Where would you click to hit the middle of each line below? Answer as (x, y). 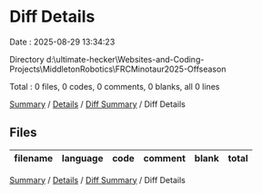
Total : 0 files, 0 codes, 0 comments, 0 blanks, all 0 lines (115, 86)
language (83, 158)
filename (34, 158)
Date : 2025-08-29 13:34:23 (62, 42)
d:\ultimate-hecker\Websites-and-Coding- (125, 59)
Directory (27, 59)
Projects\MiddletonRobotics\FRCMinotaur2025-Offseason (118, 69)
